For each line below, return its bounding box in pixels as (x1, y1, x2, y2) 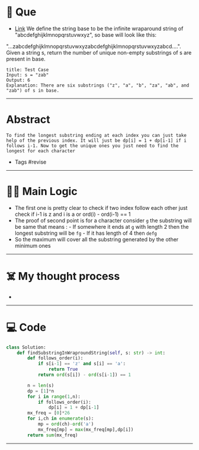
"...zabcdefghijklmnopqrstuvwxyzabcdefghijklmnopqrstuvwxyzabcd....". (6, 43, 182, 50)
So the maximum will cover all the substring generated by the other (14, 235, 179, 242)
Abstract (6, 113, 50, 126)
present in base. (6, 55, 46, 62)
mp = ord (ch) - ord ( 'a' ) (37, 421, 94, 427)
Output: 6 (6, 77, 31, 83)
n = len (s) (27, 382, 54, 388)
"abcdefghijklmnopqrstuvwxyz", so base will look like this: (14, 31, 157, 38)
